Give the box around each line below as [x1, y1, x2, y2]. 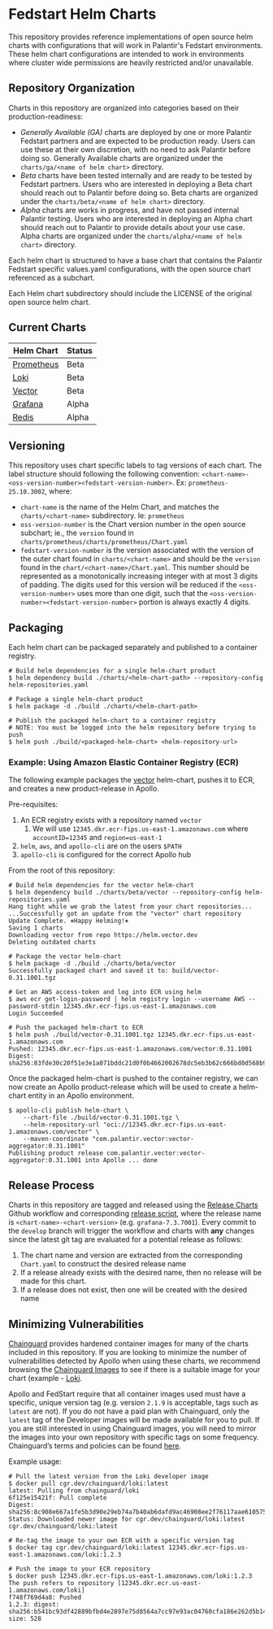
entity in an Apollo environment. [28, 1091, 135, 1100]
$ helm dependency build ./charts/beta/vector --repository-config [8, 888, 242, 897]
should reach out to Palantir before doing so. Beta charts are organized [19, 188, 258, 198]
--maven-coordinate [23, 1135, 89, 1143]
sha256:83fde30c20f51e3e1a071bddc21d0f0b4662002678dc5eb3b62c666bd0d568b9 [8, 1059, 267, 1068]
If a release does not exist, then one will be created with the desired [19, 1285, 248, 1295]
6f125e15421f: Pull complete [8, 1494, 107, 1502]
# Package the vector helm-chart [8, 952, 122, 960]
